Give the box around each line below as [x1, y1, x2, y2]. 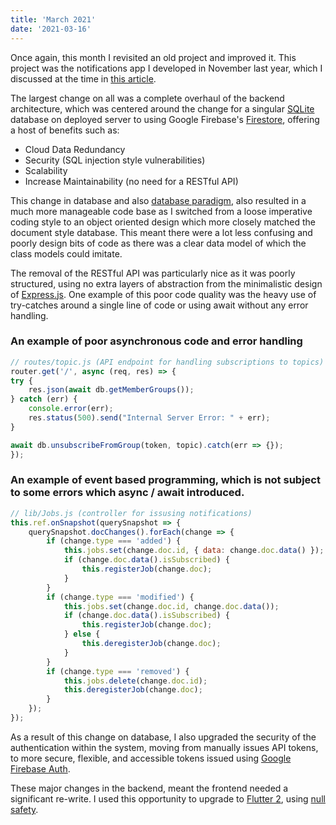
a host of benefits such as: [10, 124, 120, 136]
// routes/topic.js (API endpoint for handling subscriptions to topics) [10, 357, 325, 367]
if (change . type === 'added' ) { [46, 536, 182, 546]
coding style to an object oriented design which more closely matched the [10, 216, 317, 228]
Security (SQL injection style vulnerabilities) [24, 154, 206, 166]
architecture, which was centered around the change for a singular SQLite [10, 102, 315, 115]
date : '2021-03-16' [10, 24, 92, 34]
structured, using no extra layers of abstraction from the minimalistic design [10, 277, 323, 290]
